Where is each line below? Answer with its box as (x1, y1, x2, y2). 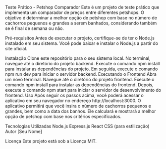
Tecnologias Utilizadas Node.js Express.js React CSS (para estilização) (5, 123, 150, 129)
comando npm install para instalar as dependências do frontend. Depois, (5, 82, 154, 88)
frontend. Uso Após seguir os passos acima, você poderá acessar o (5, 92, 144, 98)
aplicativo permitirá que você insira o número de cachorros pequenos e (5, 103, 151, 109)
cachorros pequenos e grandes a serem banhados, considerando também (5, 20, 157, 26)
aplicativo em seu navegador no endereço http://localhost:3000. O (5, 98, 141, 104)
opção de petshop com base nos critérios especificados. (5, 114, 121, 119)
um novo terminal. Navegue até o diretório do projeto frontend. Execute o (5, 77, 155, 82)
